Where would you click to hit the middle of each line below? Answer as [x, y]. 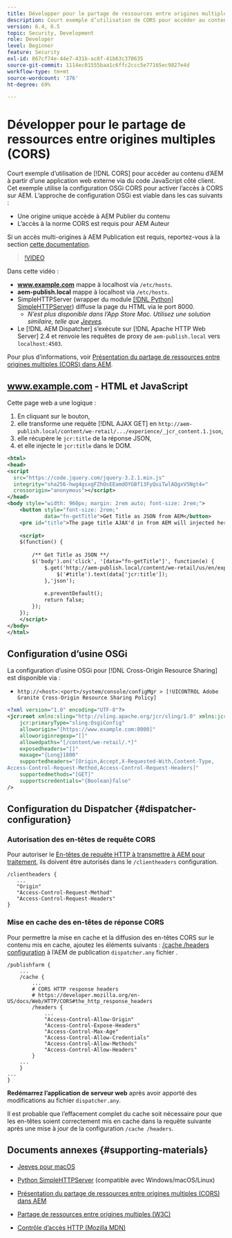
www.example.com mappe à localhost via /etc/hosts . [95, 285]
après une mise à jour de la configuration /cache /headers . [90, 1128]
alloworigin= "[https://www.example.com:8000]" [88, 729]
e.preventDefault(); [74, 594]
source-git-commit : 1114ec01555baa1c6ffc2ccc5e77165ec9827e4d [98, 65]
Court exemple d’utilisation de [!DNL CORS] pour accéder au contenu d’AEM [115, 173]
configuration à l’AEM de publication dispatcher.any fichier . [93, 952]
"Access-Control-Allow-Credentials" [97, 1037]
